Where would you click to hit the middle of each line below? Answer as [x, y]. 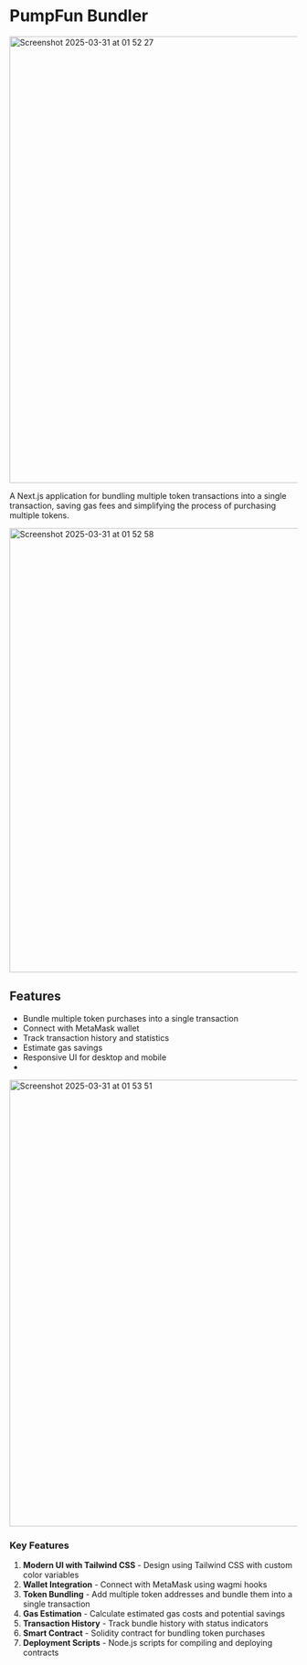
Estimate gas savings [63, 1047]
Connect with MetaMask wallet [81, 1028]
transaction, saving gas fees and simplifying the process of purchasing [143, 505]
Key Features [40, 1545]
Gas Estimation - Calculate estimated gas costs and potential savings [154, 1614]
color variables [51, 1575]
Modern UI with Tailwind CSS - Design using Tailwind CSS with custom [157, 1565]
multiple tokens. [40, 515]
